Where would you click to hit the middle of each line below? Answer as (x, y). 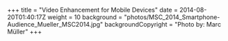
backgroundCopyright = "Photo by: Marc (163, 24)
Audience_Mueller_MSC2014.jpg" (55, 24)
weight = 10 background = (85, 17)
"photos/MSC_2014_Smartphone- (172, 17)
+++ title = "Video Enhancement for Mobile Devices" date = (93, 10)
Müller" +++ (25, 31)
